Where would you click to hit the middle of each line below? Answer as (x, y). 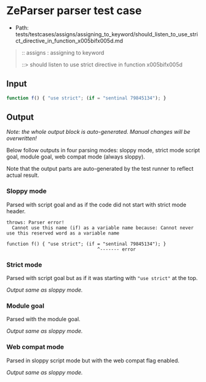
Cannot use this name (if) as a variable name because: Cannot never (103, 228)
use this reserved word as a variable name (63, 233)
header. (16, 211)
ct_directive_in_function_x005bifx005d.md (69, 41)
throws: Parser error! (35, 222)
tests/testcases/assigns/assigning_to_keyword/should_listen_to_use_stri (106, 34)
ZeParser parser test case (74, 11)
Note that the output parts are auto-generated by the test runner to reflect (100, 169)
